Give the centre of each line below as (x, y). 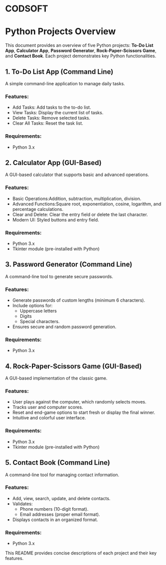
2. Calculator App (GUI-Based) (53, 163)
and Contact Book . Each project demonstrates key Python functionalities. (81, 56)
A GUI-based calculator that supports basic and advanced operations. (77, 175)
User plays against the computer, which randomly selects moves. (79, 402)
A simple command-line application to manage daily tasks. (65, 83)
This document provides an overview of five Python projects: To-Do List (79, 45)
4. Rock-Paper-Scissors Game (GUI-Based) (74, 366)
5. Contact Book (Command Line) (58, 463)
